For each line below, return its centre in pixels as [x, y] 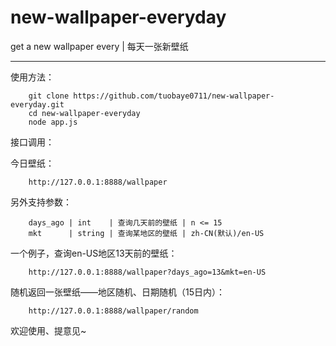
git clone [49, 96]
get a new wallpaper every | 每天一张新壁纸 [99, 46]
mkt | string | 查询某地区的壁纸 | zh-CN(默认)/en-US [146, 233]
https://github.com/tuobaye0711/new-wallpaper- [174, 96]
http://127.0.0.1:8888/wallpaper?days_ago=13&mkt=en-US [147, 272]
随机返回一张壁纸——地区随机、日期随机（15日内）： [117, 292]
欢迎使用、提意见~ [48, 330]
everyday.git [37, 104]
